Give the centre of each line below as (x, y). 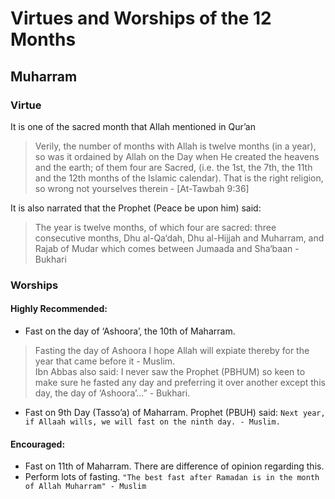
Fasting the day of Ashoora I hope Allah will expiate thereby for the (172, 350)
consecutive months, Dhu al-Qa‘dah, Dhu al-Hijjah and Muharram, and (179, 238)
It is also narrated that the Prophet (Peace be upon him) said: (136, 208)
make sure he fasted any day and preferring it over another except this (180, 382)
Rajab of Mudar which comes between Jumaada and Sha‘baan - (167, 248)
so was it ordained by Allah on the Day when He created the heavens (177, 156)
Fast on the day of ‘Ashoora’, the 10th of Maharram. (130, 331)
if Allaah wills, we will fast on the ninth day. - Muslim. (152, 422)
